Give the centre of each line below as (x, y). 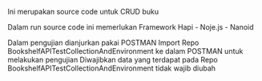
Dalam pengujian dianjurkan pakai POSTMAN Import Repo (103, 43)
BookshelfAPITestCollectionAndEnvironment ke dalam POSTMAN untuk (125, 51)
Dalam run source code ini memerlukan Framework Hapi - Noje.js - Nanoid (131, 27)
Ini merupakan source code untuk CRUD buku (83, 12)
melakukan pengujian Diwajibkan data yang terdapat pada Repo (113, 60)
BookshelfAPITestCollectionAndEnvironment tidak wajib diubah (112, 68)
